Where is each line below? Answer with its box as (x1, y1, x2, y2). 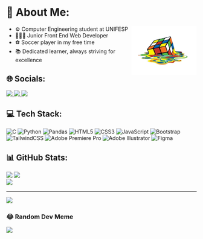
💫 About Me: (6, 5, 70, 19)
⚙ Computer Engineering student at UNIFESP (14, 25, 129, 33)
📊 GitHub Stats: (6, 152, 68, 162)
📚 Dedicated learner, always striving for (14, 48, 116, 55)
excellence (14, 56, 42, 63)
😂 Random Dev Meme (6, 212, 74, 221)
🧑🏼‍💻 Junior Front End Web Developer (14, 31, 109, 39)
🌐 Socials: (6, 74, 46, 84)
